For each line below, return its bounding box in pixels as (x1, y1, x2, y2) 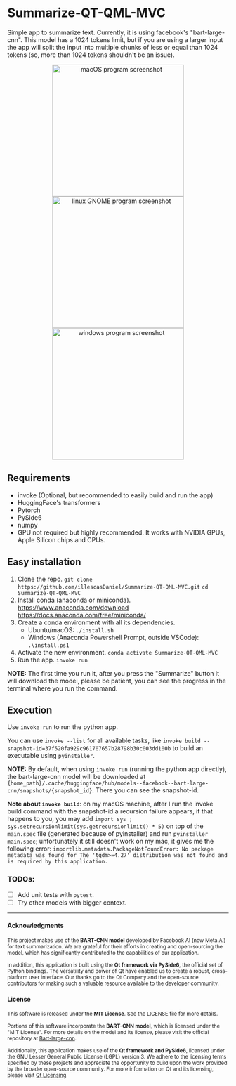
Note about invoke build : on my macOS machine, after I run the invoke (7, 799, 214, 809)
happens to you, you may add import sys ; (7, 815, 133, 823)
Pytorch (17, 506, 41, 514)
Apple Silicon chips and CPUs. (17, 535, 106, 544)
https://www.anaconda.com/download (17, 603, 129, 612)
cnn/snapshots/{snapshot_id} (7, 787, 93, 794)
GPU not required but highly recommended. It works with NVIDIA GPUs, (17, 528, 225, 537)
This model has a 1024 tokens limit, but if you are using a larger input (23, 35, 223, 44)
